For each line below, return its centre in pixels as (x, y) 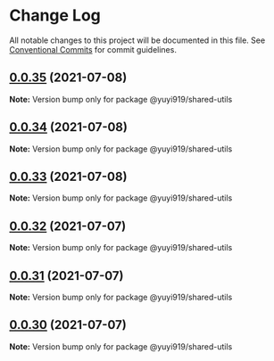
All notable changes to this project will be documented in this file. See (137, 40)
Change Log (55, 16)
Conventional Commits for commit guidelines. (93, 49)
